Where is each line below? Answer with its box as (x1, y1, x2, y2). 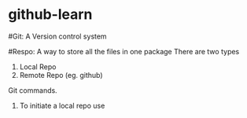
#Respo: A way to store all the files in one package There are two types (8, 46, 240, 56)
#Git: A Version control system (8, 31, 108, 41)
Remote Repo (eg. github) (19, 70, 104, 79)
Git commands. (8, 85, 57, 95)
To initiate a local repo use (19, 101, 105, 110)
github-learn (8, 6, 93, 24)
